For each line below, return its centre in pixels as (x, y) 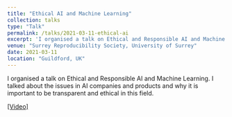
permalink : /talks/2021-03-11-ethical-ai (68, 33)
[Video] (18, 106)
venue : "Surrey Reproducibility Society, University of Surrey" (102, 46)
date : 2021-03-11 (32, 53)
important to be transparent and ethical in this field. (81, 93)
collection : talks (34, 20)
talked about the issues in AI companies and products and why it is (103, 85)
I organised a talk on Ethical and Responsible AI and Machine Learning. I (110, 78)
